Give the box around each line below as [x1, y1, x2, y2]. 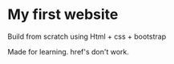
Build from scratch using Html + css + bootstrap [7, 32, 166, 41]
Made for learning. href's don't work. [7, 47, 130, 56]
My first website [7, 6, 119, 24]
